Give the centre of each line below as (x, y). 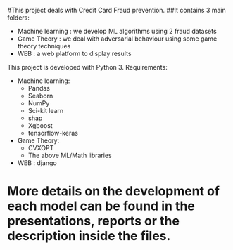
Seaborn (40, 96)
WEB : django (37, 163)
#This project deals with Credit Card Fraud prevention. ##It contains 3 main (117, 10)
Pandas (39, 88)
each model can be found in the (101, 206)
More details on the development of (114, 191)
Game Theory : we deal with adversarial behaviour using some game (117, 39)
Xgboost (40, 125)
